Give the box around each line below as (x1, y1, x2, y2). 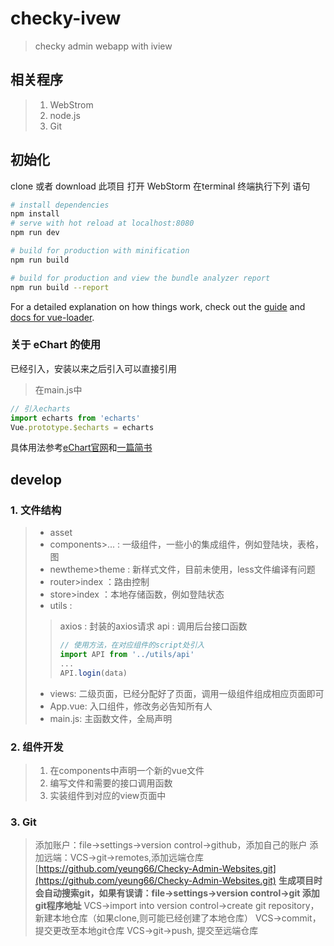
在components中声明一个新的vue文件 (49, 764, 205, 776)
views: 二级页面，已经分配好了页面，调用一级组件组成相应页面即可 (49, 687, 325, 699)
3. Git (10, 815, 37, 829)
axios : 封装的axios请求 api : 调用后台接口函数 (59, 620, 248, 632)
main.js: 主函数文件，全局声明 (49, 712, 173, 724)
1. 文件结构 (10, 503, 62, 517)
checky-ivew (10, 7, 122, 30)
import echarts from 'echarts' (10, 413, 141, 423)
